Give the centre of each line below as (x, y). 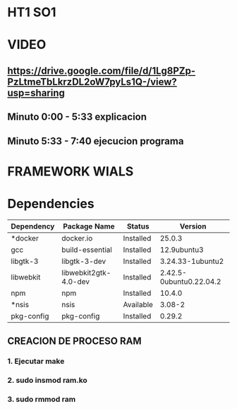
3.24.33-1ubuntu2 (192, 261)
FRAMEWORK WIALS (71, 171)
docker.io (77, 238)
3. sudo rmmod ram (42, 399)
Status (138, 226)
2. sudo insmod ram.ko (48, 380)
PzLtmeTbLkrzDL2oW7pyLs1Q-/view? (92, 82)
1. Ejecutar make (36, 361)
